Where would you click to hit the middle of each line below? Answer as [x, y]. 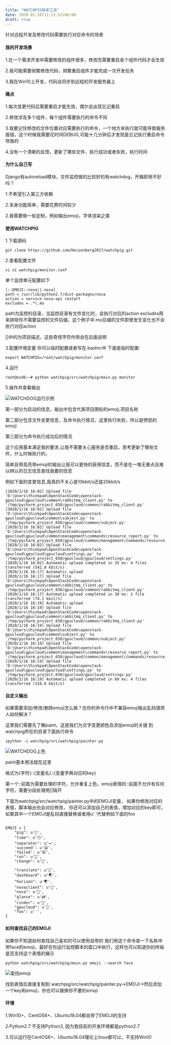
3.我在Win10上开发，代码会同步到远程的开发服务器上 [60, 81]
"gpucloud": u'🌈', [34, 908]
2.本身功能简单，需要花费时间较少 [41, 204]
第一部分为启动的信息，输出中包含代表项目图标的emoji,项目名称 [72, 409]
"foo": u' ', [28, 912]
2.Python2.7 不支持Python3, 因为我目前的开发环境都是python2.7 [73, 1026]
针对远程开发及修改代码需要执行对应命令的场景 [54, 35]
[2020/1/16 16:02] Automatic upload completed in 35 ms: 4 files [76, 563]
